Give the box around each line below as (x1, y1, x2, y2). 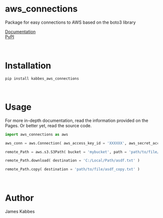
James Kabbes (5, 209, 35, 215)
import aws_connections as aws (5, 132, 68, 137)
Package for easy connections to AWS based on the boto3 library (5, 19, 136, 25)
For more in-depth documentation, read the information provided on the (5, 117, 148, 123)
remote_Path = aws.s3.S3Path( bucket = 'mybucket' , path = (5, 149, 127, 154)
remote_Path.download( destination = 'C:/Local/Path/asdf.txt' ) (5, 158, 140, 163)
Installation (5, 60, 51, 71)
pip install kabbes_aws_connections (5, 76, 79, 81)
